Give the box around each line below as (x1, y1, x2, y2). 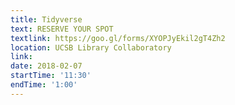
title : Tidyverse (10, 14, 83, 25)
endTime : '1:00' (10, 80, 78, 90)
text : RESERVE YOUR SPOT (10, 24, 114, 34)
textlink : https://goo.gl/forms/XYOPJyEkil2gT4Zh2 (10, 33, 226, 43)
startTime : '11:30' (10, 71, 92, 81)
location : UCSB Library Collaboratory (10, 42, 172, 53)
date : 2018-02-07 (10, 61, 83, 71)
